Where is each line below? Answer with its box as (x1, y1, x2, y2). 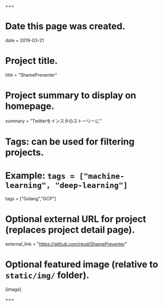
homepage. (5, 100, 55, 112)
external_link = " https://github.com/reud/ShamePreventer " (5, 241, 128, 247)
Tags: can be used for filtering (5, 136, 135, 147)
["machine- (79, 172, 125, 181)
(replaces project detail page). (5, 224, 135, 236)
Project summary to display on (5, 90, 137, 101)
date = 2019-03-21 (5, 37, 45, 43)
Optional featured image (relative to (5, 259, 158, 270)
